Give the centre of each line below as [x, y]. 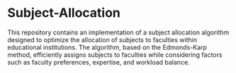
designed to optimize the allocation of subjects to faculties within [102, 39]
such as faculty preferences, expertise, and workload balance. [99, 62]
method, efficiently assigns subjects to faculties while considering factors [115, 55]
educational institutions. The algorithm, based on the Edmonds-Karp [107, 47]
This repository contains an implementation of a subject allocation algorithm [118, 32]
